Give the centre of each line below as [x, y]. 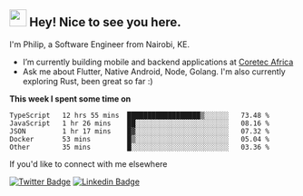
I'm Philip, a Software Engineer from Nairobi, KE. [100, 44]
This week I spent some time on [70, 98]
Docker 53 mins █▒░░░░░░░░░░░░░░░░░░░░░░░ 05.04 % [140, 139]
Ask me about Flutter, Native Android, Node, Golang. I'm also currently [154, 71]
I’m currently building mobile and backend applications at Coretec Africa [158, 62]
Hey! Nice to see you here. [105, 22]
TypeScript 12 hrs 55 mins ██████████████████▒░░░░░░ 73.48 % [140, 115]
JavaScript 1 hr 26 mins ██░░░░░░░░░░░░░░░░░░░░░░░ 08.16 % [140, 123]
